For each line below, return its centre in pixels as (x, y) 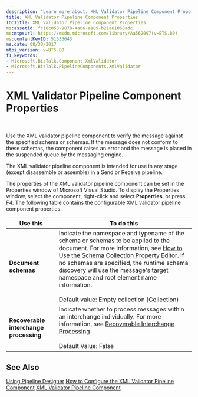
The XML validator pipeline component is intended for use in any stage (92, 166)
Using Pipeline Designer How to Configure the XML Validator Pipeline (90, 382)
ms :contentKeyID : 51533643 (39, 39)
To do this (124, 224)
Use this (31, 224)
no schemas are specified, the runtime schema (123, 263)
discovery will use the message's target (114, 270)
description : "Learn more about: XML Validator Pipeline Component (91, 12)
